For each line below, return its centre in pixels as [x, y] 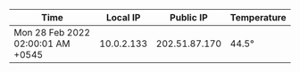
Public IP [188, 17]
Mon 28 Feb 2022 [52, 32]
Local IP [123, 17]
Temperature [258, 17]
